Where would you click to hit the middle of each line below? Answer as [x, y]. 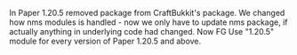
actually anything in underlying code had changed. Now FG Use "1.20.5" [142, 31]
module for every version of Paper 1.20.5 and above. [105, 41]
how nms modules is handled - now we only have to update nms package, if [148, 22]
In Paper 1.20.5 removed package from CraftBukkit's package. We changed [147, 13]
